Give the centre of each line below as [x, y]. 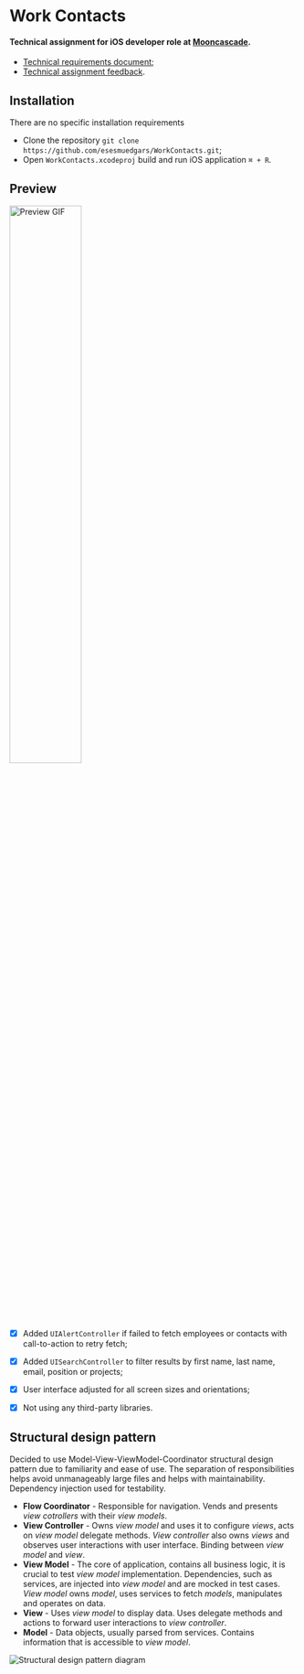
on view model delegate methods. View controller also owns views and [156, 1535]
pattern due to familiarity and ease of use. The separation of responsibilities [152, 1469]
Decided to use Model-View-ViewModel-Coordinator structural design [142, 1459]
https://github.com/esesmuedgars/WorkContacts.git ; [122, 150]
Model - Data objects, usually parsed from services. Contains [138, 1633]
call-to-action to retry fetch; [75, 1344]
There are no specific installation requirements [97, 123]
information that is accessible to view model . [107, 1642]
